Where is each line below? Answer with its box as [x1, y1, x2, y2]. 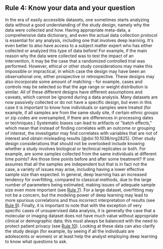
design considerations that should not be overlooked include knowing [5, 140, 145, 146]
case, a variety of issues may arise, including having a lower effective [5, 166, 145, 172]
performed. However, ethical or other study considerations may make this [5, 63, 153, 69]
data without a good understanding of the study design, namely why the [5, 22, 150, 28]
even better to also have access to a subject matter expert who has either [5, 42, 153, 48]
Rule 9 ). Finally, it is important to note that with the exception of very [5, 202, 142, 208]
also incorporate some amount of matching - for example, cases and [5, 79, 143, 84]
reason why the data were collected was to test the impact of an [5, 53, 134, 59]
